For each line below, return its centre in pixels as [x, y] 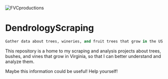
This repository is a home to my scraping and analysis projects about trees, [83, 51]
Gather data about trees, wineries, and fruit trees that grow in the [81, 41]
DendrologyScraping [50, 28]
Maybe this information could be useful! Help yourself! [62, 71]
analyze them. [20, 61]
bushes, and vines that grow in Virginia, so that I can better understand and [83, 56]
